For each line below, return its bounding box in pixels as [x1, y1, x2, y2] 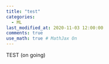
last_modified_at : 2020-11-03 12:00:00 [6, 24, 104, 31]
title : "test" [6, 8, 41, 15]
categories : [6, 14, 35, 20]
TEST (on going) [6, 52, 46, 58]
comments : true [6, 30, 43, 36]
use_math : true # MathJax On [6, 35, 77, 41]
